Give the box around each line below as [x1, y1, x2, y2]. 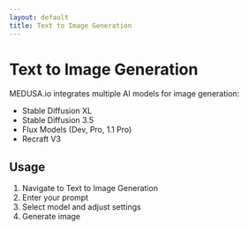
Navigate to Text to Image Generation [21, 183, 159, 194]
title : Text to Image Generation [9, 21, 132, 30]
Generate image [21, 211, 81, 222]
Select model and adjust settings [21, 202, 141, 212]
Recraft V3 [21, 134, 62, 144]
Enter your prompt [21, 192, 89, 203]
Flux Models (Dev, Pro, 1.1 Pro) [21, 125, 132, 135]
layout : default [9, 12, 69, 22]
